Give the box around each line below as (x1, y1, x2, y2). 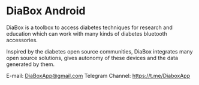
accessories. (6, 36, 38, 43)
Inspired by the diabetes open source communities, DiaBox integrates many (6, 48, 193, 55)
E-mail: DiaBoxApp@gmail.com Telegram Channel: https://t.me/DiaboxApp (6, 72, 191, 79)
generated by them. (6, 61, 55, 68)
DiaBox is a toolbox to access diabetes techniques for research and (6, 24, 173, 31)
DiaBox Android (6, 4, 86, 18)
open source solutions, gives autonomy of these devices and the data (6, 54, 179, 61)
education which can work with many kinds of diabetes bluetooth (6, 30, 168, 37)
